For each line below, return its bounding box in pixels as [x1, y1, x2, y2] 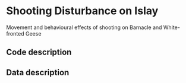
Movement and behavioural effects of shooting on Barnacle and [6, 24, 162, 31]
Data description [6, 67, 70, 78]
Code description [6, 47, 72, 58]
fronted [6, 30, 25, 37]
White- [163, 24, 180, 31]
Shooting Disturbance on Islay [6, 4, 159, 18]
